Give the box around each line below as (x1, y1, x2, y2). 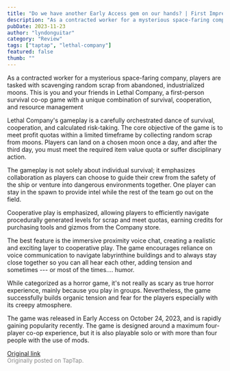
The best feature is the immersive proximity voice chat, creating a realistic (7, 236, 216, 245)
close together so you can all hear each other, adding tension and (7, 258, 192, 267)
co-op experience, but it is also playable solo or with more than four (26, 328, 218, 337)
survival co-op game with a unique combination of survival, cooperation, (7, 95, 212, 104)
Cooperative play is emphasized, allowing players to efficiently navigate (7, 208, 209, 216)
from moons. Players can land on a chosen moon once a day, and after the (7, 138, 218, 146)
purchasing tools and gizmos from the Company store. (7, 223, 161, 231)
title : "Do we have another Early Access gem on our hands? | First (7, 10, 207, 17)
